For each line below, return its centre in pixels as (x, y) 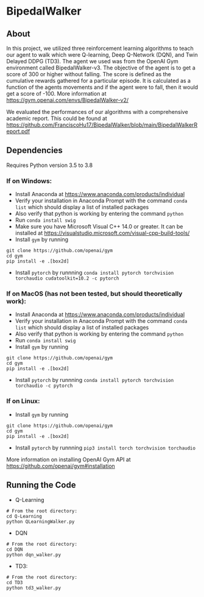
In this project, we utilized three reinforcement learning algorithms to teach (100, 48)
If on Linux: (23, 401)
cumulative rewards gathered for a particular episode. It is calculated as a (98, 81)
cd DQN (15, 549)
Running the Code (41, 485)
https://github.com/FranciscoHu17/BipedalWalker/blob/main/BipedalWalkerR (102, 125)
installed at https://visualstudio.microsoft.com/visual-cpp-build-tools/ (102, 233)
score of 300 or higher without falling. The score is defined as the (89, 74)
